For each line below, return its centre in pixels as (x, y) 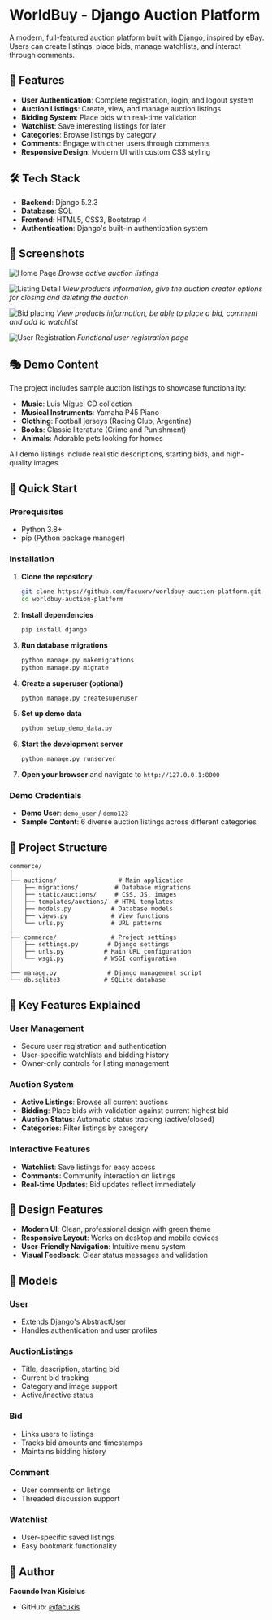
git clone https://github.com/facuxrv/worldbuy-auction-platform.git (141, 592)
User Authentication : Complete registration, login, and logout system (137, 100)
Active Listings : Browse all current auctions (95, 1102)
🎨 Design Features (56, 1210)
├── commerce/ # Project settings (93, 937)
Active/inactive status (57, 1395)
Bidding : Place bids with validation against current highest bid (125, 1111)
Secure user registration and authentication (93, 1046)
